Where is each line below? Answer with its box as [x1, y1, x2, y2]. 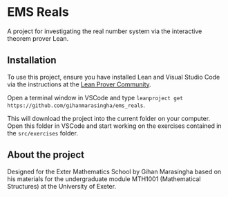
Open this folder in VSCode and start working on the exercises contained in [7, 122, 222, 130]
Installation [7, 55, 57, 66]
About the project [7, 149, 85, 161]
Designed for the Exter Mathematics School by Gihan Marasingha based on [7, 167, 222, 176]
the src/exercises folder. [7, 129, 78, 137]
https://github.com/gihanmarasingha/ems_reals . [7, 101, 146, 109]
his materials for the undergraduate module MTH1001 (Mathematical [7, 174, 201, 183]
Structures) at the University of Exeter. [7, 182, 116, 190]
